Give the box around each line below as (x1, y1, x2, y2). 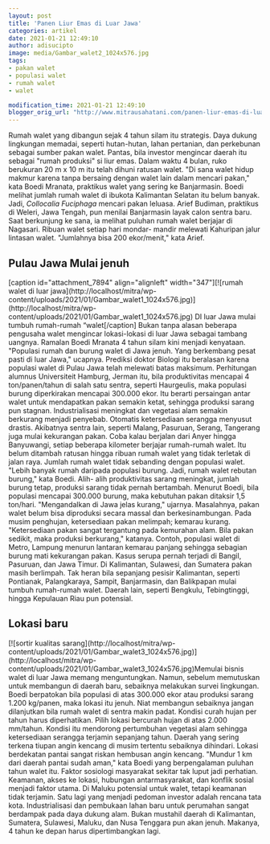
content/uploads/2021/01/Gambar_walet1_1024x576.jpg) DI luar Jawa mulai (8, 311, 256, 322)
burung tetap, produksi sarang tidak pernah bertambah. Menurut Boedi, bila (8, 482, 259, 492)
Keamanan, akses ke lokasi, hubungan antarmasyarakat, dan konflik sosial (8, 775, 255, 785)
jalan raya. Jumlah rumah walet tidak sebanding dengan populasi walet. (8, 457, 245, 466)
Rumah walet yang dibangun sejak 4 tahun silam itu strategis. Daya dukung (8, 130, 257, 141)
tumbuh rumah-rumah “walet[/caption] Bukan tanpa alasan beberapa (8, 320, 237, 330)
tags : (8, 57, 27, 65)
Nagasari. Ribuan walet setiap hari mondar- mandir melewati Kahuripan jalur (8, 224, 260, 234)
